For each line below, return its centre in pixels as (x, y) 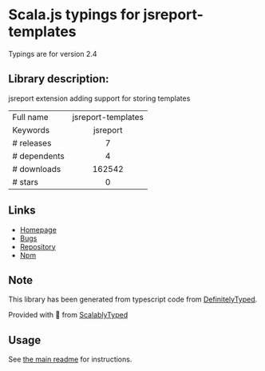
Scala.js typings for (74, 15)
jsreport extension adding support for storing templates (99, 98)
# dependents (39, 156)
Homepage (38, 229)
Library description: (59, 79)
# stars (25, 182)
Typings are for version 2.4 (53, 54)
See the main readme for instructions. (70, 359)
